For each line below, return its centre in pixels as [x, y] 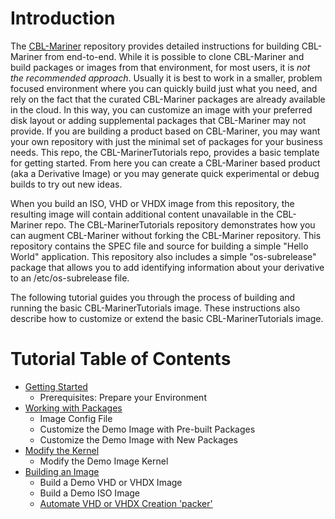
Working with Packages [73, 408]
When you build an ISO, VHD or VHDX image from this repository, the [152, 203]
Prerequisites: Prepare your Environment [123, 397]
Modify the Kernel [62, 450]
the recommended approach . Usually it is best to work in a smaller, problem [166, 78]
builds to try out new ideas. [66, 184]
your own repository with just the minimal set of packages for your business [166, 141]
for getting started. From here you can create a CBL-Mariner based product [165, 163]
